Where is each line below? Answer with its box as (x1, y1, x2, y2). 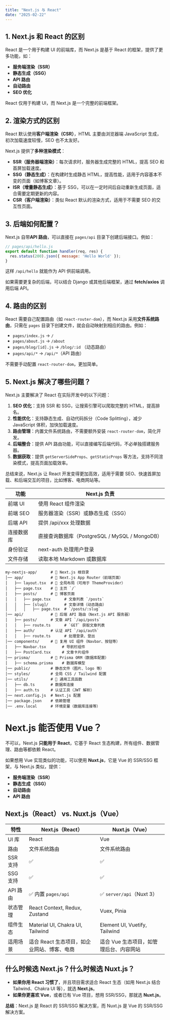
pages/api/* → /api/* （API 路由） (12, 350, 84, 356)
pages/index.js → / (12, 332, 54, 338)
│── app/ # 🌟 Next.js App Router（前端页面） (5, 575, 123, 580)
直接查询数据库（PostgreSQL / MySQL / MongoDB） (37, 533, 163, 540)
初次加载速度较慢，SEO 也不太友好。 (5, 137, 82, 143)
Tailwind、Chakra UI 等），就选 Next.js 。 (12, 985, 98, 992)
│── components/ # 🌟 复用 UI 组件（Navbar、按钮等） (5, 639, 120, 644)
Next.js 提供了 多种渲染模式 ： (5, 148, 66, 154)
